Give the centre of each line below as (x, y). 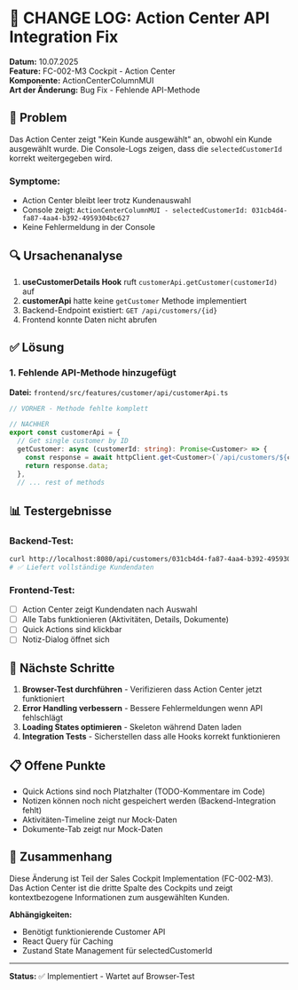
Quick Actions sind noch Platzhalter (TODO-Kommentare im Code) (144, 792)
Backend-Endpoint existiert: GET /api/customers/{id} (120, 310)
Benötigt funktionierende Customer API (94, 931)
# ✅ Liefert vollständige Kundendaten (82, 567)
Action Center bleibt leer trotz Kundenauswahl (106, 201)
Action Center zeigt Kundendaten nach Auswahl (110, 610)
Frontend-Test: (42, 590)
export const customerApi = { (65, 433)
